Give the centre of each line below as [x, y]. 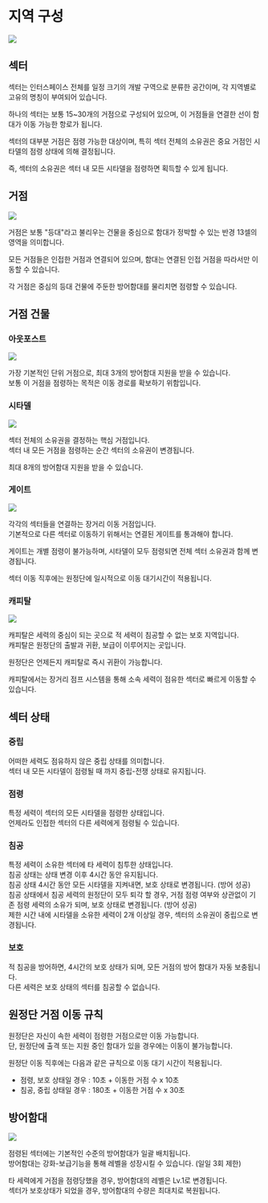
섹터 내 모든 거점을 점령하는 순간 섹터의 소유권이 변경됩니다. [102, 450]
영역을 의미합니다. [37, 242]
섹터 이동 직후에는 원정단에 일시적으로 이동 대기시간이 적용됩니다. [110, 578]
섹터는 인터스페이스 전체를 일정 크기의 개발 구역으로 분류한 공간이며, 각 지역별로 [132, 87]
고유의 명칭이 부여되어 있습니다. [58, 96]
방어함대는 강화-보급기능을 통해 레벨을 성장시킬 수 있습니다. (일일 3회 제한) [125, 1164]
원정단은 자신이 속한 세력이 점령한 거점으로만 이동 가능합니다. [104, 1035]
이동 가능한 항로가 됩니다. [63, 124]
